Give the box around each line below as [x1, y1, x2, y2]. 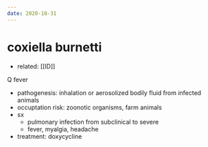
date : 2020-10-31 [7, 10, 57, 17]
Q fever [7, 75, 29, 83]
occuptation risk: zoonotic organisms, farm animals [16, 103, 163, 111]
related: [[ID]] [16, 62, 56, 70]
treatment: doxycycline [16, 132, 82, 140]
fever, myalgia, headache [27, 124, 99, 133]
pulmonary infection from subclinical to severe [27, 118, 159, 126]
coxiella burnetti [7, 39, 102, 55]
